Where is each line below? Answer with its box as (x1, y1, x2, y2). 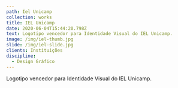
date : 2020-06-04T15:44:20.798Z (6, 25, 87, 32)
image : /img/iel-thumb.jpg (6, 36, 74, 42)
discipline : (6, 53, 36, 59)
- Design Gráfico (11, 58, 55, 64)
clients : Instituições (6, 48, 63, 54)
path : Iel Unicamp (6, 8, 52, 15)
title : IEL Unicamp (6, 20, 55, 26)
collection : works (6, 14, 52, 20)
